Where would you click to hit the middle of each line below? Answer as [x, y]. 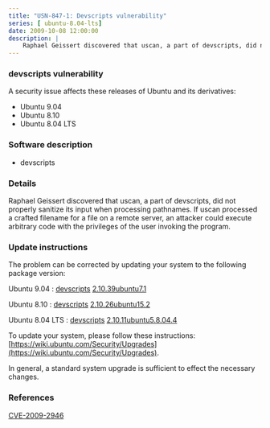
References [31, 397]
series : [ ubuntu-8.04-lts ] [55, 23]
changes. [24, 377]
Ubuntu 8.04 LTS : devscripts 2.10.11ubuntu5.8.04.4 [93, 320]
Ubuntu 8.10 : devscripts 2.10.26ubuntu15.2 [80, 305]
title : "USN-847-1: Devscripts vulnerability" [88, 16]
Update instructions [48, 247]
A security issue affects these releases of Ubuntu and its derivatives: [122, 91]
